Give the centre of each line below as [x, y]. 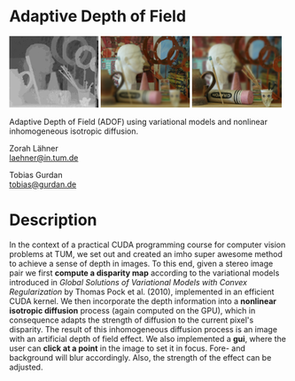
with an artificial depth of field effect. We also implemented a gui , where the [147, 338]
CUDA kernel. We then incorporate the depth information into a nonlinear [143, 301]
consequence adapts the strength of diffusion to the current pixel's [132, 320]
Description [53, 220]
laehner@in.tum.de [44, 158]
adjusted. [26, 367]
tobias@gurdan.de [43, 184]
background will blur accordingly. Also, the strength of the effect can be [140, 357]
